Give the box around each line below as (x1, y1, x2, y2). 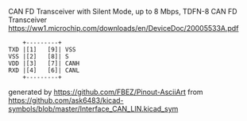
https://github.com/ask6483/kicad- (8, 96, 125, 105)
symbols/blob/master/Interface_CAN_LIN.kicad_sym (8, 104, 179, 113)
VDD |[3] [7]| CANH (8, 59, 80, 67)
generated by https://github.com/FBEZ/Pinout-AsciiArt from (8, 87, 204, 96)
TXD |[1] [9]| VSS (8, 46, 77, 54)
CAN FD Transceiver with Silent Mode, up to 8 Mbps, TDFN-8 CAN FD (8, 7, 237, 16)
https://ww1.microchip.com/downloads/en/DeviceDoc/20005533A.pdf (8, 24, 239, 32)
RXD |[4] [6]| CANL (8, 66, 80, 74)
